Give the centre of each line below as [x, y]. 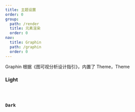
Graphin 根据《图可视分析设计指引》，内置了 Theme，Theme [67, 66]
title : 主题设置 [21, 10]
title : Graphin [26, 42]
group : [12, 19]
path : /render [24, 24]
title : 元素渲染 [25, 28]
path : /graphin [26, 47]
